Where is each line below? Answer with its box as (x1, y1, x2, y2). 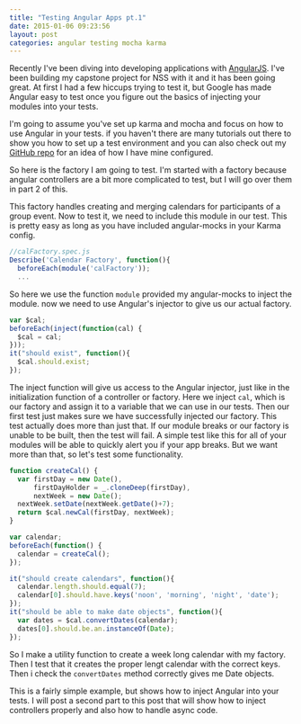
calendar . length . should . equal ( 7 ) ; (17, 582, 146, 592)
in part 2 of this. (9, 183, 68, 194)
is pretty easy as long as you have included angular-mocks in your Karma (9, 220, 281, 231)
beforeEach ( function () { (9, 541, 102, 550)
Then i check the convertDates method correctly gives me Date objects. (9, 667, 275, 679)
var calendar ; (9, 532, 63, 541)
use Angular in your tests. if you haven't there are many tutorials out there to (9, 128, 292, 139)
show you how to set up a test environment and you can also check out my (9, 138, 287, 148)
